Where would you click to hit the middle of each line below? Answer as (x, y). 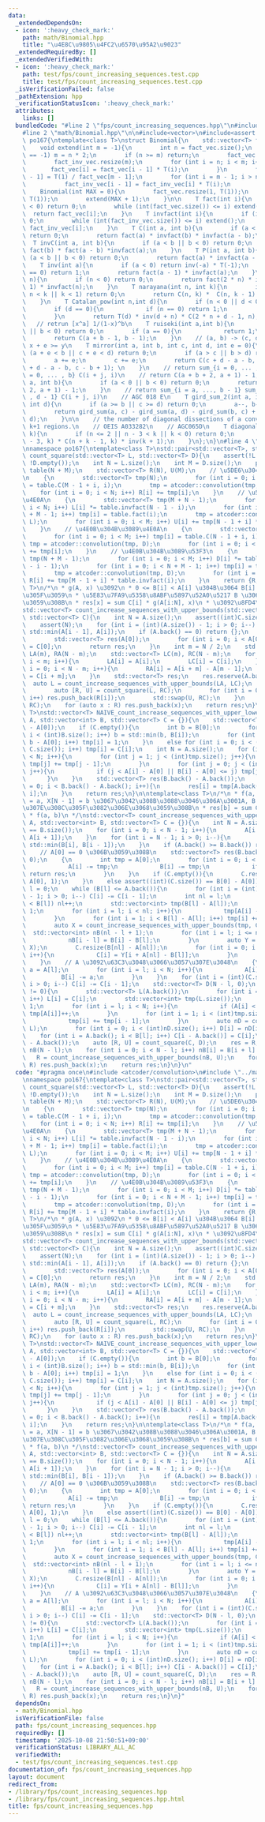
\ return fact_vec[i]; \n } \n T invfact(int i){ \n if (135, 214)
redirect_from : (33, 1784)
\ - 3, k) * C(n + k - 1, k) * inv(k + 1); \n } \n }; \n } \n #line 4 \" (141, 441)
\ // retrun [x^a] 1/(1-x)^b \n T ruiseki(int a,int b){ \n (129, 324)
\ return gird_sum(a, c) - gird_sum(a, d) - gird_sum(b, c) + (139, 412)
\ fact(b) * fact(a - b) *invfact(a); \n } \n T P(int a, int (134, 250)
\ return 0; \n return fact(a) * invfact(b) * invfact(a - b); (139, 236)
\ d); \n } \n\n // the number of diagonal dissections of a (132, 419)
